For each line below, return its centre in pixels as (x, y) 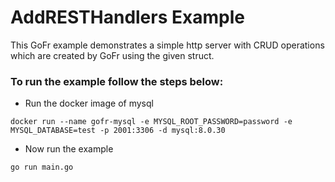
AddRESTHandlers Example (127, 17)
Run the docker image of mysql (89, 103)
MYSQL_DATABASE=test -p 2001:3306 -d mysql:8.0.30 (118, 131)
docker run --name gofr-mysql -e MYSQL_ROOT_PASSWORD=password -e (151, 122)
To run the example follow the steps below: (117, 81)
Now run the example (69, 149)
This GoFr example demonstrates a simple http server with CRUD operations (167, 45)
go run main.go (42, 167)
